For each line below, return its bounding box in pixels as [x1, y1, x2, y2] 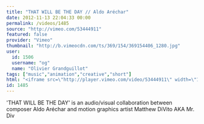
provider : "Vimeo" [6, 37, 53, 43]
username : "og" [12, 60, 50, 66]
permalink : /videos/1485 [6, 20, 69, 26]
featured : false [6, 32, 47, 38]
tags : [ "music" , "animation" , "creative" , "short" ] [6, 71, 132, 77]
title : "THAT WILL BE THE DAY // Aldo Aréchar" [6, 9, 129, 15]
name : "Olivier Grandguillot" [12, 65, 88, 72]
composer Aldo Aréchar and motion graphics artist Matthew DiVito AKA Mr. [6, 106, 195, 112]
